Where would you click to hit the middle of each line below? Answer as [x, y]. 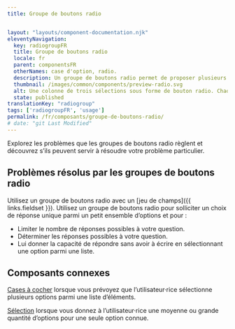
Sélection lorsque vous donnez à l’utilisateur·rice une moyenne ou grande [113, 311]
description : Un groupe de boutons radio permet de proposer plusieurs [120, 78]
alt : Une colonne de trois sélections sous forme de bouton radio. [114, 91]
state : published [39, 97]
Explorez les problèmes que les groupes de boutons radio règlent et [105, 143]
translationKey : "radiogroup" [51, 104]
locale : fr [29, 59]
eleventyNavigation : [37, 39]
